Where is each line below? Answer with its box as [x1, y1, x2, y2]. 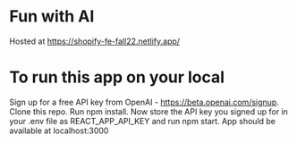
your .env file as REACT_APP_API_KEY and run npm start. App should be [9, 115, 276, 126]
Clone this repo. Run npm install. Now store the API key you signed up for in [9, 105, 289, 117]
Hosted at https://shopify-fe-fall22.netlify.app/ [9, 36, 181, 46]
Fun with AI [9, 6, 95, 27]
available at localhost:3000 [9, 125, 109, 136]
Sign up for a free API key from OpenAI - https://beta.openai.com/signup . [9, 97, 279, 107]
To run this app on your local [9, 67, 225, 88]
